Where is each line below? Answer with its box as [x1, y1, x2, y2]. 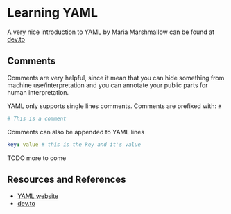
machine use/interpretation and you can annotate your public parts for [7, 81, 208, 89]
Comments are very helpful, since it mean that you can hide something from [7, 73, 225, 82]
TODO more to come [7, 154, 67, 162]
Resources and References [7, 173, 126, 185]
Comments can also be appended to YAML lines [7, 127, 144, 136]
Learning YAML [7, 5, 99, 21]
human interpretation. [7, 88, 69, 96]
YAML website [17, 192, 59, 200]
